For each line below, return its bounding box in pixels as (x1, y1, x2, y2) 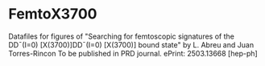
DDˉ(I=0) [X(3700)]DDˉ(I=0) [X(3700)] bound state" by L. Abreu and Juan (8, 39, 255, 49)
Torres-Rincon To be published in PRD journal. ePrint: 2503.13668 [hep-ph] (8, 48, 258, 58)
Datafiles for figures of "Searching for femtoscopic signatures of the (8, 31, 235, 41)
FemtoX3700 (8, 5, 97, 23)
